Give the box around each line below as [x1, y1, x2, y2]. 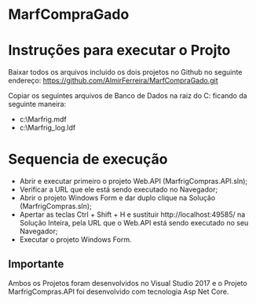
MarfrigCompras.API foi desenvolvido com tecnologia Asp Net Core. [8, 287, 229, 296]
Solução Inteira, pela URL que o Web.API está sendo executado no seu [19, 218, 249, 228]
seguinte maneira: [8, 100, 67, 109]
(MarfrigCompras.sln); [19, 202, 92, 211]
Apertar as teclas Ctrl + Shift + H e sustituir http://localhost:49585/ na [19, 210, 246, 219]
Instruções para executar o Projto [8, 42, 231, 60]
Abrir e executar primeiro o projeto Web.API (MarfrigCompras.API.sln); [19, 177, 248, 186]
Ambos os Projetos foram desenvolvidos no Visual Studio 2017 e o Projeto [8, 278, 247, 288]
